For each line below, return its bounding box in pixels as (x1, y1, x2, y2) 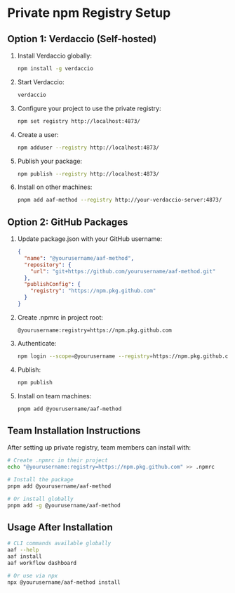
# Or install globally (7, 495, 74, 502)
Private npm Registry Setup (7, 5, 171, 21)
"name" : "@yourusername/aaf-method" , (24, 254, 135, 261)
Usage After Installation (7, 521, 114, 533)
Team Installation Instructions (7, 424, 141, 436)
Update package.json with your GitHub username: (17, 235, 163, 243)
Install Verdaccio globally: (17, 51, 93, 60)
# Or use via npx (7, 572, 58, 579)
